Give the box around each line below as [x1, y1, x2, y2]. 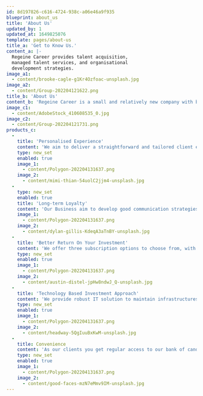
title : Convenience [17, 341, 66, 347]
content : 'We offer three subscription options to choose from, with [17, 245, 196, 251]
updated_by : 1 [6, 25, 42, 32]
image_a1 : [6, 71, 31, 77]
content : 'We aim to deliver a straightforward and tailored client [17, 144, 193, 150]
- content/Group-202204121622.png [11, 88, 98, 94]
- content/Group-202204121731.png [11, 122, 98, 128]
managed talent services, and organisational [11, 59, 129, 65]
